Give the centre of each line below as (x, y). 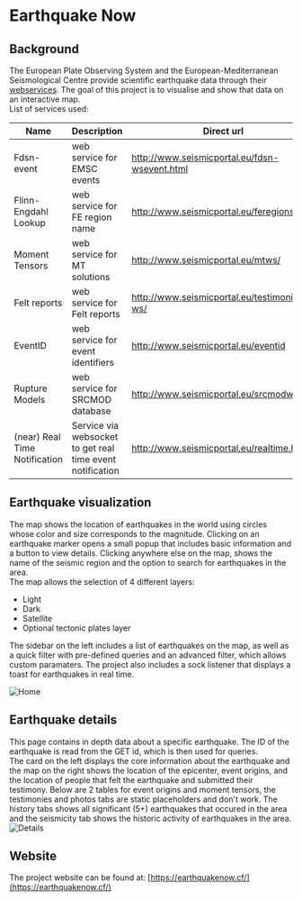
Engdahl (31, 211)
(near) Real (37, 437)
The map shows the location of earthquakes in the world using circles (138, 524)
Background (44, 49)
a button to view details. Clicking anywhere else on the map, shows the (141, 553)
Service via (95, 426)
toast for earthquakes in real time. (72, 674)
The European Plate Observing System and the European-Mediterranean (144, 70)
